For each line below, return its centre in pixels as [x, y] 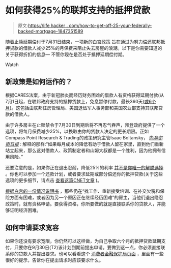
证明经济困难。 [25, 210]
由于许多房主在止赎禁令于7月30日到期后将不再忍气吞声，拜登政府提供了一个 [85, 125]
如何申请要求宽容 [32, 228]
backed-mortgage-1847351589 [50, 31]
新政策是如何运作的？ [39, 82]
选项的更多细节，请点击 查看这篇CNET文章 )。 [54, 180]
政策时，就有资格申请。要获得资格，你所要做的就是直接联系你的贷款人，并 [83, 203]
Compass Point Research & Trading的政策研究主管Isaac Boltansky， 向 [80, 137]
